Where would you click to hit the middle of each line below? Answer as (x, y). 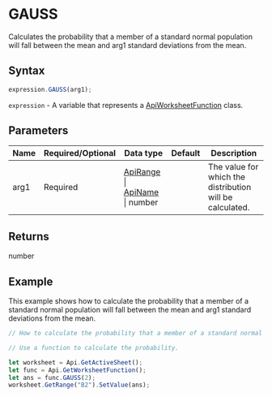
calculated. (229, 208)
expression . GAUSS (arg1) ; (50, 89)
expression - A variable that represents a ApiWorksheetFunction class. (126, 105)
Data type (144, 153)
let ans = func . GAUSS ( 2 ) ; (52, 378)
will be (220, 197)
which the (226, 177)
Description (234, 153)
